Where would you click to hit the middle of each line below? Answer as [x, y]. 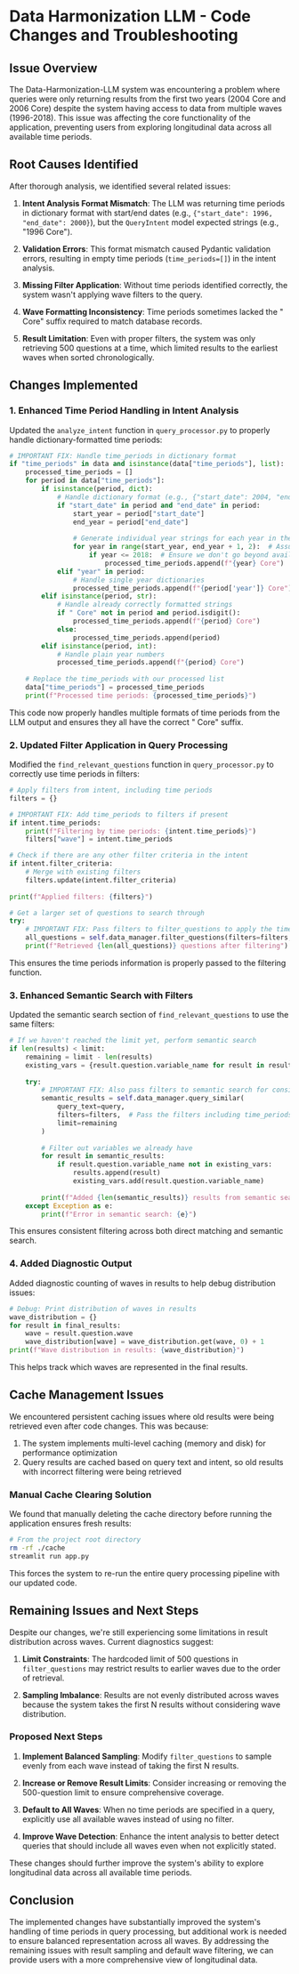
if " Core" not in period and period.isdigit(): [149, 613]
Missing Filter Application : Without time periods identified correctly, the [155, 285]
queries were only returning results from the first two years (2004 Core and [148, 99]
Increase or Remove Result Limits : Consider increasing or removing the [154, 1783]
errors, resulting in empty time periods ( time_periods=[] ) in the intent [149, 258]
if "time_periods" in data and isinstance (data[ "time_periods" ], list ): [147, 464]
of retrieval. [43, 1678]
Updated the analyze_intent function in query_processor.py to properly [140, 430]
